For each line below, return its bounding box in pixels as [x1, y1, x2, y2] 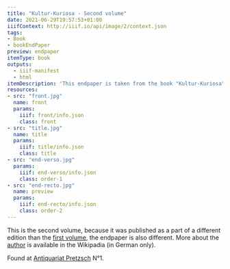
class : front [19, 118, 57, 125]
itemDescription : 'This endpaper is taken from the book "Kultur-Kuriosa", [7, 80, 228, 87]
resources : [7, 86, 38, 93]
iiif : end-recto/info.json [19, 201, 97, 208]
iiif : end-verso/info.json [19, 169, 97, 176]
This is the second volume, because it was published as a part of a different [7, 226, 221, 234]
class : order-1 [19, 175, 63, 182]
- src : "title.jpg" [7, 125, 63, 131]
